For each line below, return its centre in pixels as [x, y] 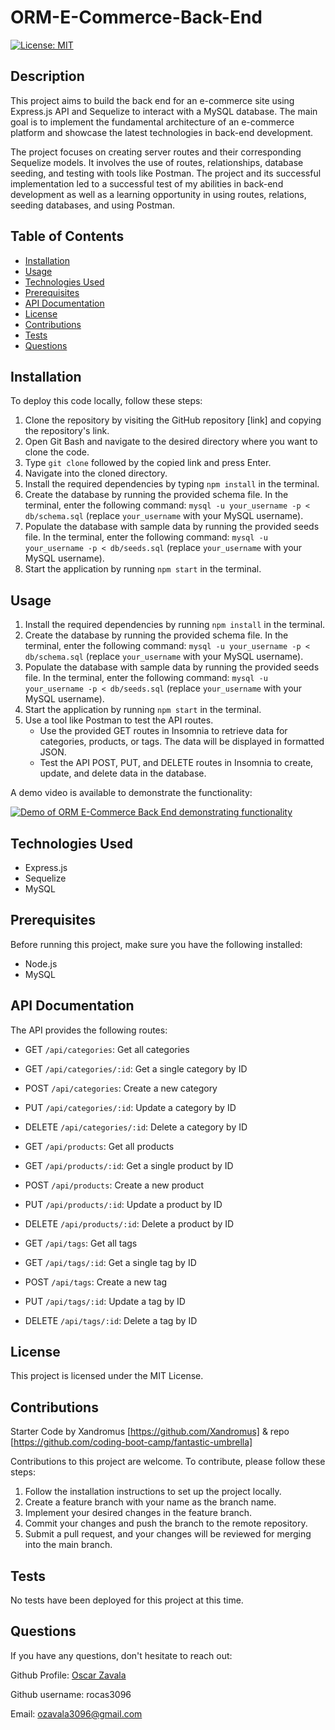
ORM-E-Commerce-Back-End [136, 17]
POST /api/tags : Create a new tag [96, 1282]
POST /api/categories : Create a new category [121, 1088]
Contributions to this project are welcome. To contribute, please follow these [168, 1462]
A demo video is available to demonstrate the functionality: [131, 793]
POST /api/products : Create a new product [114, 1185]
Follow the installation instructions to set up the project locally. [153, 1492]
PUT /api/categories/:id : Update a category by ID [130, 1107]
